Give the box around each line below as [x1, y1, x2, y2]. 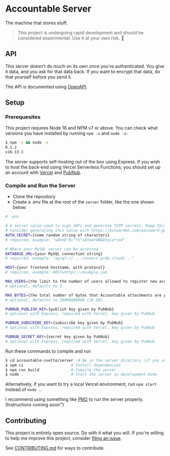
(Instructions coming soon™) [5, 402, 64, 408]
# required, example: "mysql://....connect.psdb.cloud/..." [5, 256, 135, 261]
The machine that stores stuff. [5, 20, 68, 26]
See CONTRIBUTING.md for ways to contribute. [5, 445, 105, 451]
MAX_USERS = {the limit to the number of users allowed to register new [5, 279, 157, 284]
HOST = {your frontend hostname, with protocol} [5, 265, 105, 270]
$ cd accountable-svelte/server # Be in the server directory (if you [5, 358, 159, 363]
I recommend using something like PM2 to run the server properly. [5, 396, 144, 402]
